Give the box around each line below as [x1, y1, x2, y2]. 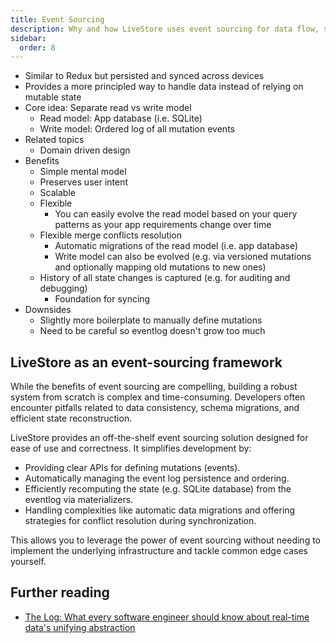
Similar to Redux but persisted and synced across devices [24, 70, 265, 82]
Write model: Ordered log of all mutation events [39, 123, 235, 135]
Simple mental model [39, 166, 127, 178]
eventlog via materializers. [24, 494, 134, 506]
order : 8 [19, 42, 56, 53]
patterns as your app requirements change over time [54, 219, 272, 231]
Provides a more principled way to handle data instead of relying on [24, 81, 304, 93]
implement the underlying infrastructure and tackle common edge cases [10, 545, 308, 557]
